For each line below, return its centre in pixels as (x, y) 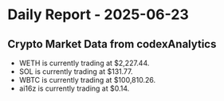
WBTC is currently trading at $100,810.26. (87, 80)
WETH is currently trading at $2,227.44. (84, 63)
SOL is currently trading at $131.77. (76, 72)
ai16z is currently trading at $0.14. (74, 88)
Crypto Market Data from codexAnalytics (112, 44)
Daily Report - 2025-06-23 (98, 15)
